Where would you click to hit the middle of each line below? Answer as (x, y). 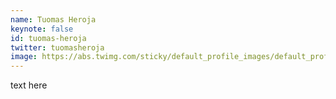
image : (24, 57)
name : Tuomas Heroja (53, 19)
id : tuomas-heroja (48, 38)
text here (29, 85)
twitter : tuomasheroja (57, 47)
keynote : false (42, 29)
